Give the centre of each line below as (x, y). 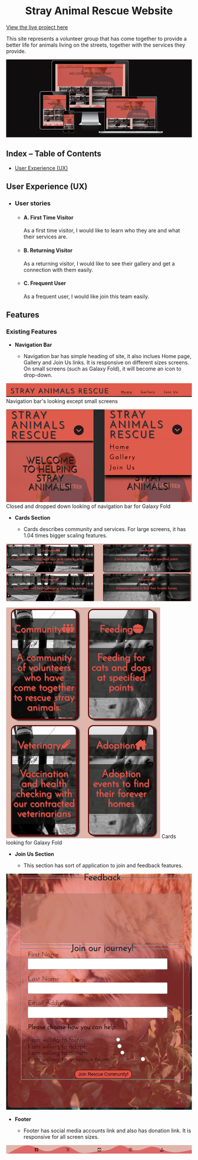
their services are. (45, 237)
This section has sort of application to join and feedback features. (103, 866)
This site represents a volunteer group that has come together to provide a (97, 38)
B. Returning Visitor (48, 250)
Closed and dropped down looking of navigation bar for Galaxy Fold (88, 506)
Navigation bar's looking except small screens (62, 401)
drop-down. (38, 375)
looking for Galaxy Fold (34, 843)
